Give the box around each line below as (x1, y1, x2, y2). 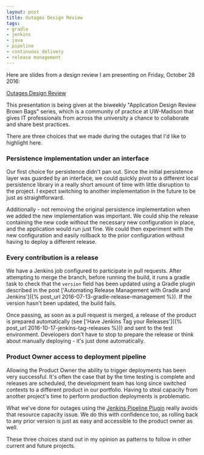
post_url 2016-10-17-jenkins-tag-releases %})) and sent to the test (6, 324, 173, 332)
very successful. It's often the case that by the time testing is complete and (6, 373, 195, 380)
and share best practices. (6, 120, 71, 128)
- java (6, 37, 23, 43)
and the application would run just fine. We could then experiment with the (6, 225, 193, 232)
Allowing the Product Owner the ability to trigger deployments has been (6, 367, 186, 374)
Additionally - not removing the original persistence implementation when (6, 206, 191, 213)
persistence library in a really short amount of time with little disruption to (6, 181, 190, 188)
